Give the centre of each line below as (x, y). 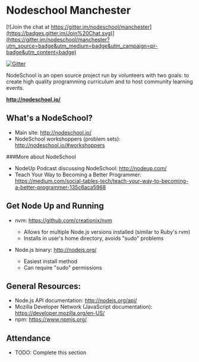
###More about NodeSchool (41, 157)
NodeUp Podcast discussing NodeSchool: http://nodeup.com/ (91, 168)
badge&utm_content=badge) (41, 52)
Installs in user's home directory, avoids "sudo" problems (94, 238)
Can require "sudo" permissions (63, 267)
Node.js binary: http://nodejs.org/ (56, 249)
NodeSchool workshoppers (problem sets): (67, 139)
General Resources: (44, 286)
